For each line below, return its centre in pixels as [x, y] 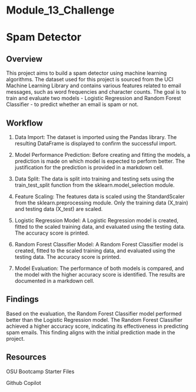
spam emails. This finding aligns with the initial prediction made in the [91, 332]
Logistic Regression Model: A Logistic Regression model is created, [97, 220]
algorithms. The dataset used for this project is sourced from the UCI [90, 80]
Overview [24, 59]
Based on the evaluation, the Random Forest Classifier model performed [94, 314]
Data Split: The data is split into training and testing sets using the [94, 179]
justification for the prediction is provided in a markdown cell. [89, 167]
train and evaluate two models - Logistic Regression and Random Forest [94, 98]
